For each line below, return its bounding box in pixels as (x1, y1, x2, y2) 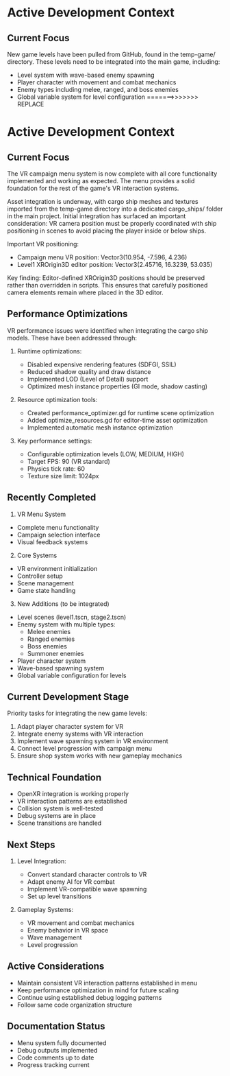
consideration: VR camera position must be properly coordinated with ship (7, 220, 217, 227)
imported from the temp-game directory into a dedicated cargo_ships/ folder (7, 204, 223, 213)
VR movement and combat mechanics (27, 919, 135, 927)
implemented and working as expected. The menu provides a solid (7, 177, 195, 185)
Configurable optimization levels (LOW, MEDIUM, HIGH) (27, 449, 185, 458)
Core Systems (16, 551, 57, 559)
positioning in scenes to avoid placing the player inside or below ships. (7, 226, 207, 235)
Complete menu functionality (16, 523, 99, 531)
